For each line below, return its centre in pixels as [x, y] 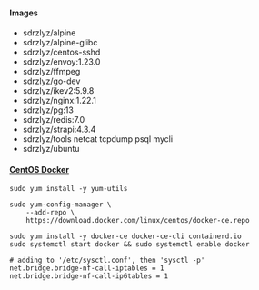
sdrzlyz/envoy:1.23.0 [61, 62]
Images [24, 13]
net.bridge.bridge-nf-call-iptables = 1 [87, 268]
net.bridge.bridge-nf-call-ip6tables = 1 [89, 276]
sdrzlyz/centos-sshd [61, 52]
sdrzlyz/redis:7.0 [54, 120]
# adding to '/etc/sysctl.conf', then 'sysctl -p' [107, 260]
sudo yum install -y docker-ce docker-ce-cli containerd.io [126, 236]
